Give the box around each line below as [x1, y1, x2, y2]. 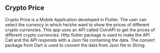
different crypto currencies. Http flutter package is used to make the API [5, 32, 150, 38]
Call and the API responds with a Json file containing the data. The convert [5, 37, 155, 43]
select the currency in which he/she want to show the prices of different [5, 22, 150, 27]
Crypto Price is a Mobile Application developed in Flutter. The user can [5, 16, 147, 22]
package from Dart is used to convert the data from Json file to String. [5, 42, 146, 48]
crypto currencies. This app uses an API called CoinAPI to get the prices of [5, 26, 155, 33]
